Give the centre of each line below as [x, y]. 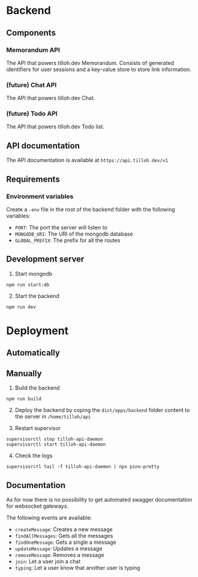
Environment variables [40, 196]
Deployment [37, 330]
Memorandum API [33, 50]
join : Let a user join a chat [48, 561]
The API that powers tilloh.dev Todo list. [55, 126]
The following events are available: [49, 517]
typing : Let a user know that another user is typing [77, 567]
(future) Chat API [31, 85]
